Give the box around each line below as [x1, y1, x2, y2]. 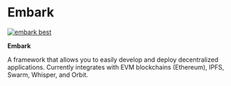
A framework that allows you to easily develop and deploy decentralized [7, 55, 219, 64]
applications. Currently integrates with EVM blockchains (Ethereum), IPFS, [7, 63, 225, 71]
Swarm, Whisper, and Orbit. [7, 70, 89, 79]
